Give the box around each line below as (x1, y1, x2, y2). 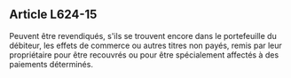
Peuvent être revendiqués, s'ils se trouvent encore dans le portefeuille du (9, 30, 277, 41)
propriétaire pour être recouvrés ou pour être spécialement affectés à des (9, 49, 279, 60)
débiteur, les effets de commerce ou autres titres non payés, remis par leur (9, 40, 282, 51)
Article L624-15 (9, 7, 98, 22)
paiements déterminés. (9, 58, 93, 69)
